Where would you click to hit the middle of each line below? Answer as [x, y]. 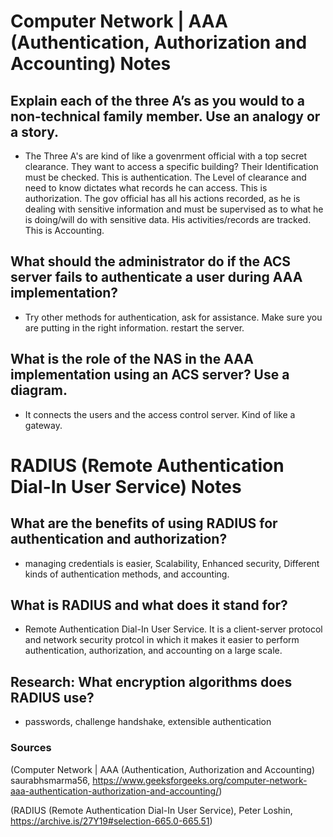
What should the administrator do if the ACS [151, 261]
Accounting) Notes [91, 64]
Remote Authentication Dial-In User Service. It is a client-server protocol [173, 629]
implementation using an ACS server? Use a [150, 375]
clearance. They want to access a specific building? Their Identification [171, 166]
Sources [31, 748]
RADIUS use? [52, 697]
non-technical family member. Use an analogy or [165, 116]
